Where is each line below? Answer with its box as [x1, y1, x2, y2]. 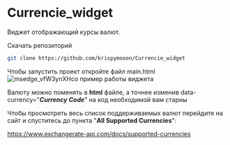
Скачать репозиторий [7, 41, 72, 49]
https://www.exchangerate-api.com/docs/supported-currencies [7, 130, 191, 138]
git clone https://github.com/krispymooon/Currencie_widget [7, 54, 186, 62]
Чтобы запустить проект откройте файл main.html [7, 67, 155, 76]
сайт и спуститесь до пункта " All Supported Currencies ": [7, 116, 177, 124]
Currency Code [39, 95, 85, 103]
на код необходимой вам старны [89, 95, 187, 103]
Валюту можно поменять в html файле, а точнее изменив [7, 88, 180, 96]
